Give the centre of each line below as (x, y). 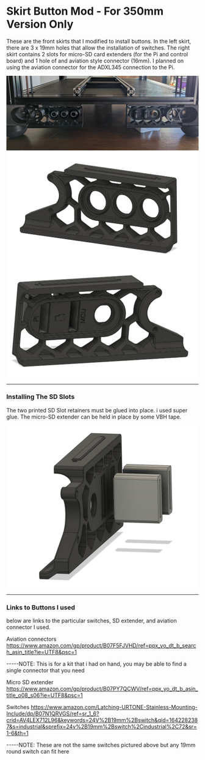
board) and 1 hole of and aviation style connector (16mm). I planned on (95, 61)
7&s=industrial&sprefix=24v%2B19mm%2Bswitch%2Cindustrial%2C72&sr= (102, 727)
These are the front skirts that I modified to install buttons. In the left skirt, (99, 41)
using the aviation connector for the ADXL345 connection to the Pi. (91, 67)
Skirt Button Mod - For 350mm (85, 11)
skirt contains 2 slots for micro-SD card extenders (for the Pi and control (97, 54)
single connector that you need (45, 671)
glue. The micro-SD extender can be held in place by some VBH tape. (94, 417)
